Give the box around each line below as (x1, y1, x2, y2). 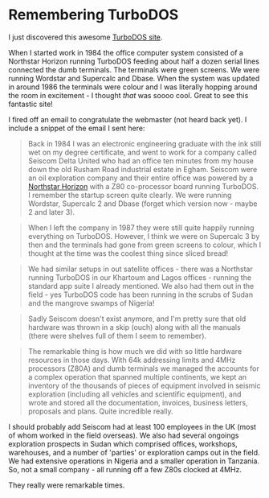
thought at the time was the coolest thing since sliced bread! (27, 248, 229, 258)
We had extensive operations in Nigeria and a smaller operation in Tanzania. (8, 456, 259, 466)
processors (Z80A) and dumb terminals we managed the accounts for (27, 364, 259, 373)
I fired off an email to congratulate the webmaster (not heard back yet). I (8, 114, 247, 124)
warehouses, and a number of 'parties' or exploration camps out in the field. (8, 447, 260, 457)
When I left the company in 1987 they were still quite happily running (27, 223, 255, 233)
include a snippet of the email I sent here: (8, 123, 145, 133)
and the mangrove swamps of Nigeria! (27, 298, 155, 307)
